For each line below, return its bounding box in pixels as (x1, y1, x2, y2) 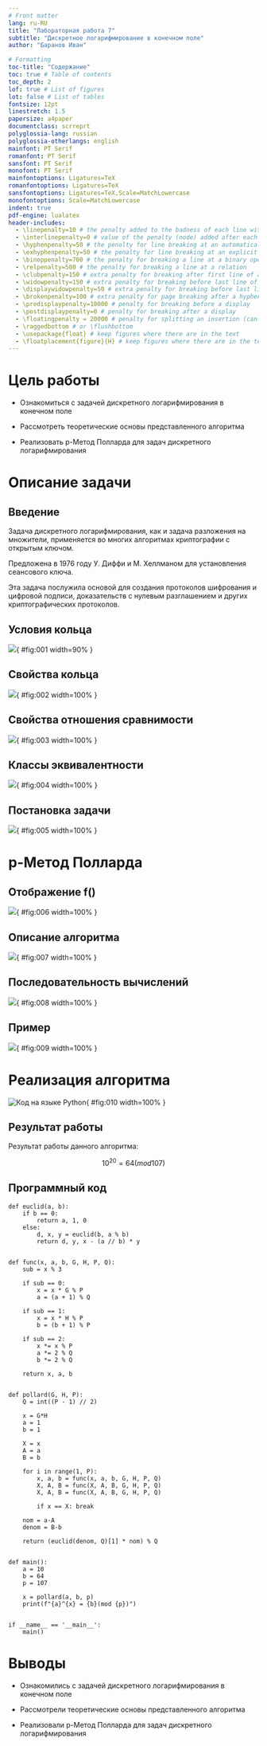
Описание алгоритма (8, 930, 120, 944)
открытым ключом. (8, 543, 74, 553)
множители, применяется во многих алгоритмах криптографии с (8, 535, 230, 544)
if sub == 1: (22, 1307, 66, 1315)
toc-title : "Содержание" (8, 63, 91, 72)
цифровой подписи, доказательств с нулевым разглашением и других (8, 591, 248, 601)
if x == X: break (37, 1502, 94, 1510)
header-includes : (8, 218, 66, 227)
